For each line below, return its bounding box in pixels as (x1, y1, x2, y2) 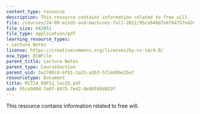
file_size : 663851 (6, 25, 52, 31)
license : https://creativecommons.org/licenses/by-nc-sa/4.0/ (6, 47, 164, 53)
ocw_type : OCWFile (6, 53, 52, 59)
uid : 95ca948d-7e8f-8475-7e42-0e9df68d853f (6, 86, 116, 92)
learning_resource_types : (6, 36, 70, 42)
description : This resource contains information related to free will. (6, 14, 190, 20)
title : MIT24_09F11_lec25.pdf (6, 81, 82, 87)
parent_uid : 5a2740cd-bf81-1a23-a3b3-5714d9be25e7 (6, 69, 135, 75)
